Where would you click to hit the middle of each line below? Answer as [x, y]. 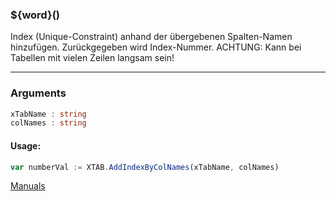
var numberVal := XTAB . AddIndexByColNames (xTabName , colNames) [145, 167]
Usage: [26, 145]
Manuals [28, 186]
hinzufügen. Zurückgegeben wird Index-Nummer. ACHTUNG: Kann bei [156, 47]
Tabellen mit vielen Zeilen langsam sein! [92, 58]
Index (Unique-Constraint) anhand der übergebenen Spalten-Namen [151, 37]
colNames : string [48, 123]
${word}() [35, 15]
